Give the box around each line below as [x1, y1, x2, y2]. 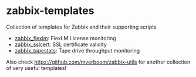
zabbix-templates [6, 4, 94, 17]
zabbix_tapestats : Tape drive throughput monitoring [14, 47, 140, 54]
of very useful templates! [6, 64, 66, 71]
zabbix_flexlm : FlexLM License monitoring [14, 34, 116, 41]
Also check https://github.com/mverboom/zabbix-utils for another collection [6, 58, 191, 65]
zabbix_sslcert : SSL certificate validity [14, 41, 107, 48]
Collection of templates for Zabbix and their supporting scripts [6, 23, 157, 30]
